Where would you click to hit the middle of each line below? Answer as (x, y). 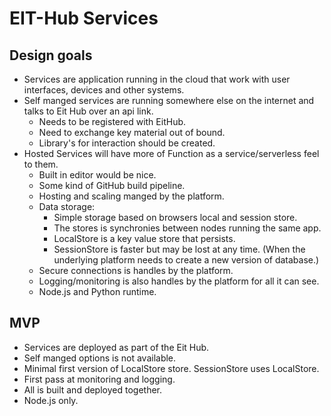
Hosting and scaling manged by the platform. (131, 196)
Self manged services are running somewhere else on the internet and (169, 100)
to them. (41, 164)
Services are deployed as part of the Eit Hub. (116, 347)
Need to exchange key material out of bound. (132, 132)
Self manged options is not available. (100, 358)
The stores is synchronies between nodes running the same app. (187, 228)
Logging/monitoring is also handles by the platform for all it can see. (179, 281)
